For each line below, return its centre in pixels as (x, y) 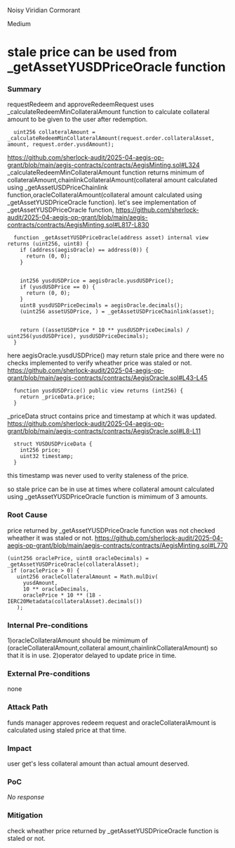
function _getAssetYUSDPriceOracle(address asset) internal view (111, 238)
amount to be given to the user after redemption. (78, 120)
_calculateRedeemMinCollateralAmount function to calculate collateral (108, 112)
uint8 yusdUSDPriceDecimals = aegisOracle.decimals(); (102, 305)
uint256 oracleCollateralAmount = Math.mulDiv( (87, 576)
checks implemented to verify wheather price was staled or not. (100, 363)
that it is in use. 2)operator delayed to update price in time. (92, 656)
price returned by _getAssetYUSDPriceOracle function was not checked (111, 530)
